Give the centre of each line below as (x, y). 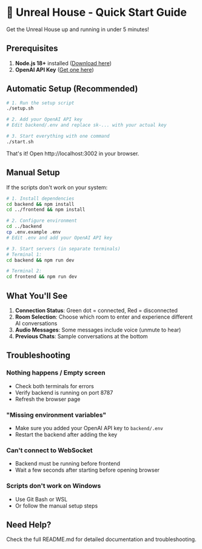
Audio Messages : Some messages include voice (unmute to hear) (98, 330)
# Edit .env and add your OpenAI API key (59, 238)
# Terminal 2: (24, 271)
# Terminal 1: (24, 254)
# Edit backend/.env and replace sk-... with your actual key (86, 125)
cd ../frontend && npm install (46, 210)
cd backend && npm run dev (40, 260)
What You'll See (37, 296)
